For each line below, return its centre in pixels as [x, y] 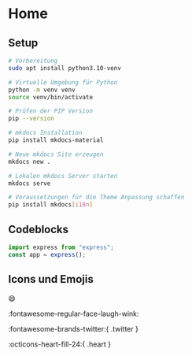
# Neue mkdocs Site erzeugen [56, 154]
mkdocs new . [30, 161]
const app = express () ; [47, 254]
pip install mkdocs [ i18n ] [50, 205]
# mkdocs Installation [45, 133]
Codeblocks [39, 229]
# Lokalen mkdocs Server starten [63, 176]
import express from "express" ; [61, 247]
